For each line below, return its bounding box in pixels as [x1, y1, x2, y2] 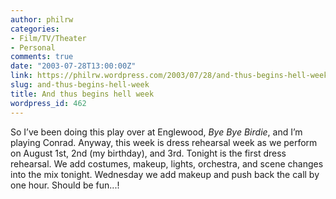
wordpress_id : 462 [10, 98, 87, 108]
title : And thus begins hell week [10, 89, 155, 99]
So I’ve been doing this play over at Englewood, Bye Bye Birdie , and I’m [10, 126, 303, 138]
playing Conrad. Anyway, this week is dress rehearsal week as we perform [10, 136, 318, 148]
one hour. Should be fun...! [10, 179, 120, 191]
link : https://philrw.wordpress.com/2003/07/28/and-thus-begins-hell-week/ [10, 71, 333, 81]
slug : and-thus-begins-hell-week [10, 80, 150, 90]
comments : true [10, 52, 74, 62]
